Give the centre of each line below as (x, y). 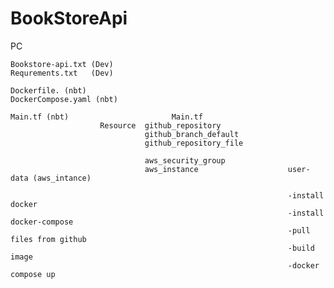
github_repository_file (194, 143)
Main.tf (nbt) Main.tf (106, 117)
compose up (33, 274)
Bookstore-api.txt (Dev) (62, 64)
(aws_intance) (62, 178)
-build (301, 248)
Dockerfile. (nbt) (48, 90)
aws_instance (171, 169)
